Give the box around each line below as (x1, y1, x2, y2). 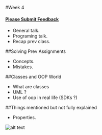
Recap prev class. (12, 38, 50, 45)
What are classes (12, 84, 49, 90)
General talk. (12, 28, 40, 34)
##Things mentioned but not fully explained (5, 105, 97, 111)
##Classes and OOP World (5, 74, 62, 80)
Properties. (12, 114, 36, 121)
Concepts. (12, 59, 35, 65)
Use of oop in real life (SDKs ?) (12, 94, 78, 101)
